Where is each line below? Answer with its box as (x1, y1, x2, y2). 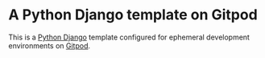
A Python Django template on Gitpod (8, 6, 258, 24)
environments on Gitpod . (8, 40, 91, 50)
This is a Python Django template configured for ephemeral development (8, 32, 250, 42)
